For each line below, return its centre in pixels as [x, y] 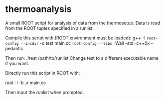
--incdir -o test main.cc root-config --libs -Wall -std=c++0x [85, 43]
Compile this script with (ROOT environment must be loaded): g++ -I [75, 38]
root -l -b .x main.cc [26, 83]
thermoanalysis [38, 9]
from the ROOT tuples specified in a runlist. [49, 28]
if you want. [17, 63]
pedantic [14, 48]
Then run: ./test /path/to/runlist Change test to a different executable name [82, 58]
